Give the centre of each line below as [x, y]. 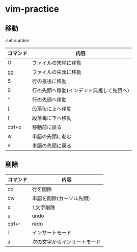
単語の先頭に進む [52, 137]
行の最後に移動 [50, 81]
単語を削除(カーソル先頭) [61, 198]
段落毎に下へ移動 [52, 118]
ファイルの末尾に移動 [57, 63]
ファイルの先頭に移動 [57, 72]
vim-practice [32, 9]
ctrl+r [14, 224]
